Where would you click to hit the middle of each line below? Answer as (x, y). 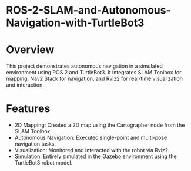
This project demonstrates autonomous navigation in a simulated (85, 66)
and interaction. (25, 85)
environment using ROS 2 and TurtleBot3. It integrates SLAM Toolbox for (94, 73)
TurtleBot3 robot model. (43, 163)
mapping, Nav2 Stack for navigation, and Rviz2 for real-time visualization (95, 79)
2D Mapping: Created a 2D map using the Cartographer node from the (100, 125)
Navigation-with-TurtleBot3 (75, 23)
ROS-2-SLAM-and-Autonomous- (89, 10)
